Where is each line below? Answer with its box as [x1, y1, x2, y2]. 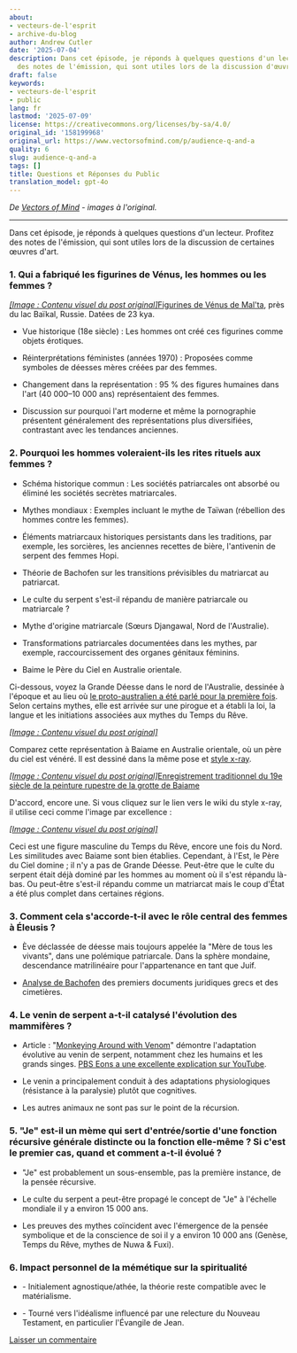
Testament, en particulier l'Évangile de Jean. [21, 1317, 185, 1327]
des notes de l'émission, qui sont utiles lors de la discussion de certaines [9, 237, 275, 248]
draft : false [9, 71, 57, 80]
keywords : [9, 79, 46, 88]
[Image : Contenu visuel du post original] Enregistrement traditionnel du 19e [9, 770, 283, 781]
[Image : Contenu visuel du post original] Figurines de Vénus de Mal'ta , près [9, 299, 285, 310]
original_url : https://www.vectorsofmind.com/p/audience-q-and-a [9, 136, 255, 145]
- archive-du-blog [9, 29, 77, 38]
